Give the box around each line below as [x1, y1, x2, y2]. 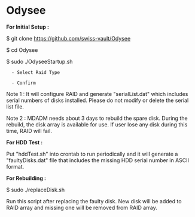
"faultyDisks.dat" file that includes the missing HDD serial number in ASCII [6, 156, 190, 164]
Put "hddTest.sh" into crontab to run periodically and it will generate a [6, 150, 178, 157]
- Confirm [11, 80, 36, 86]
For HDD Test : [6, 138, 43, 146]
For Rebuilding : [6, 174, 47, 182]
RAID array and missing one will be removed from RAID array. [6, 204, 157, 211]
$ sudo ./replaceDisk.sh [6, 186, 65, 193]
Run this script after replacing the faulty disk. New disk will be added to [6, 197, 182, 204]
